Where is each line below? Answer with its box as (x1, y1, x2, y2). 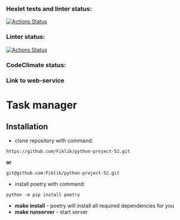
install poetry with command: (14, 181, 85, 188)
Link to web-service (6, 76, 65, 85)
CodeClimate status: (6, 61, 66, 69)
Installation (6, 122, 48, 132)
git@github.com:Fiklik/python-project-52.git (6, 170, 119, 176)
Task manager (6, 98, 78, 112)
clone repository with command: (14, 137, 94, 144)
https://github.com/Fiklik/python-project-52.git (6, 149, 131, 155)
